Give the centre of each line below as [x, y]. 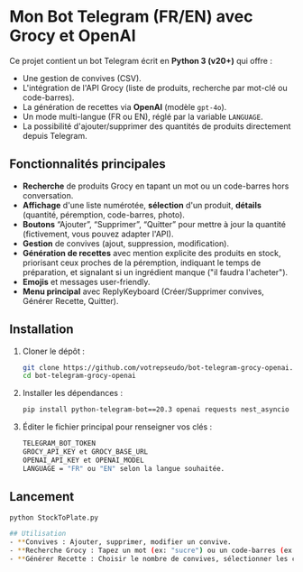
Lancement [42, 497]
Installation [41, 330]
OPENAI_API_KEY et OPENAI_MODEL [83, 460]
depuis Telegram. [55, 135]
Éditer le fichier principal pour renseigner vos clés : [117, 427]
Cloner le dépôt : [54, 351]
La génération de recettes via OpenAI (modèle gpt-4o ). [124, 106]
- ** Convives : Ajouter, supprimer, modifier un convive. [120, 542]
